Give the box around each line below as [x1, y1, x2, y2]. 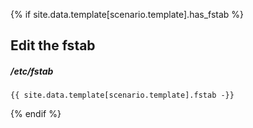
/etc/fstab [10, 65, 54, 77]
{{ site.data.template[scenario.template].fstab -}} [10, 90, 235, 101]
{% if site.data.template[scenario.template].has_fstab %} [10, 9, 245, 20]
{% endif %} [10, 108, 62, 120]
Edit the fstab [10, 37, 96, 54]
